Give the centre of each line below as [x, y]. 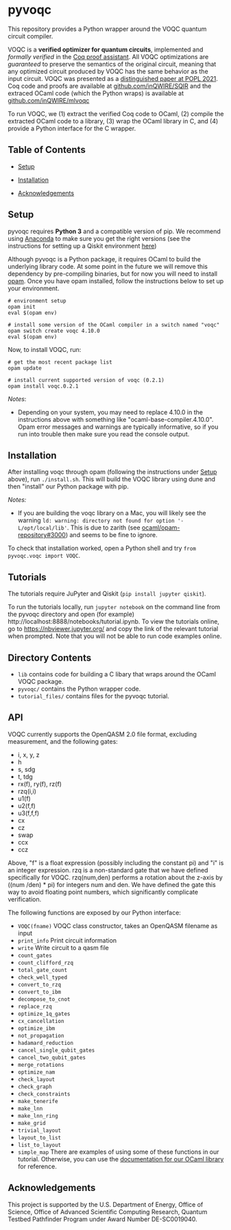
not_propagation [41, 1036]
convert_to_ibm [39, 992]
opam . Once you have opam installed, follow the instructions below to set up [116, 281]
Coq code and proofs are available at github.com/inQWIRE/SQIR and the [110, 86]
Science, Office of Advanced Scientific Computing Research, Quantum [108, 1211]
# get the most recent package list [60, 362]
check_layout [36, 1079]
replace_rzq [35, 1006]
